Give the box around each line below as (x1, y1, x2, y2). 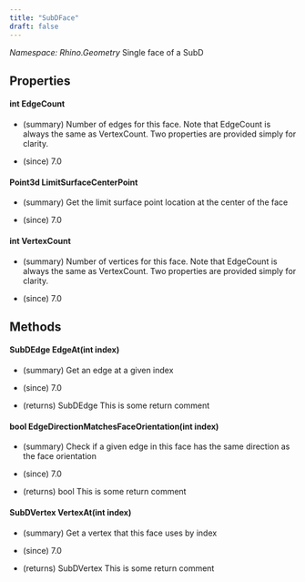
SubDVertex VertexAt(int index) (9, 506, 132, 517)
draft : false (9, 22, 59, 31)
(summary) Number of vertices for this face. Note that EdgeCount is (22, 256, 278, 267)
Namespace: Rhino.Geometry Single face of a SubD (9, 46, 204, 57)
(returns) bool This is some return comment (22, 486, 187, 497)
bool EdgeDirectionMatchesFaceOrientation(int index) (9, 421, 219, 432)
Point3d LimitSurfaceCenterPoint (9, 177, 138, 188)
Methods (9, 319, 62, 334)
